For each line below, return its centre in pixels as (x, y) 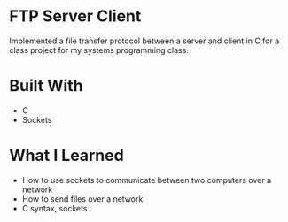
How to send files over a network (82, 199)
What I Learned (66, 156)
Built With (46, 86)
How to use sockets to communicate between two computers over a (147, 180)
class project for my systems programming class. (99, 50)
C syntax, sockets (54, 208)
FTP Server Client (75, 16)
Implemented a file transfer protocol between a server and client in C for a (144, 41)
